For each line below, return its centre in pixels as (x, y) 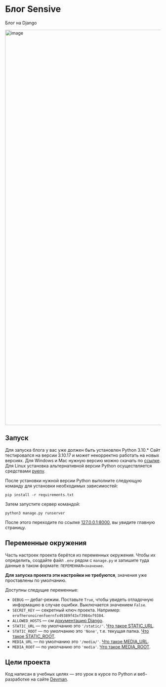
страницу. (16, 527)
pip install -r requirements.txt (40, 495)
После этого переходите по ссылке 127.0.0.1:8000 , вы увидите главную (80, 522)
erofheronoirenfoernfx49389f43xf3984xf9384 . (58, 615)
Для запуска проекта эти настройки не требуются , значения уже (76, 575)
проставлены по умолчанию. (36, 580)
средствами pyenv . (25, 471)
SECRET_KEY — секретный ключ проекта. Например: (66, 610)
